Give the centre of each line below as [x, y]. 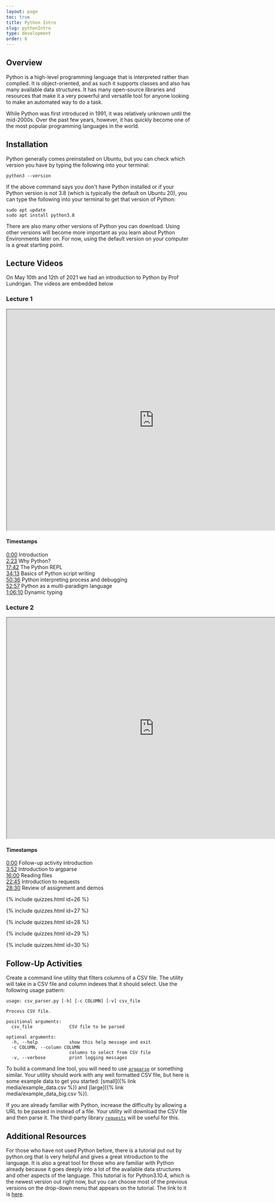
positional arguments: [34, 1022]
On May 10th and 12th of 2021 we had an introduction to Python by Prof [93, 277]
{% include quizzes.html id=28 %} [48, 922]
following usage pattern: [36, 990]
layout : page [22, 11]
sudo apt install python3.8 [41, 215]
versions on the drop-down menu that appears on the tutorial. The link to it [96, 1188]
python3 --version [28, 176]
